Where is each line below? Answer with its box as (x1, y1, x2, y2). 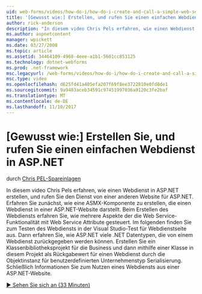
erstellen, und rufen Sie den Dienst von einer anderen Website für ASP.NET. (6, 193, 194, 200)
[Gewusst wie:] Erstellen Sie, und (6, 130, 176, 143)
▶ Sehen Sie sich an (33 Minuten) (6, 281, 91, 289)
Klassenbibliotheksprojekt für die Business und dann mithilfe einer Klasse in (6, 244, 194, 251)
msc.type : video (6, 76, 47, 82)
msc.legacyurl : (6, 70, 44, 76)
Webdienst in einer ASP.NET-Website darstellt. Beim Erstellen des (6, 206, 169, 213)
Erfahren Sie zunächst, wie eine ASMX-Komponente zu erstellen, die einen (6, 200, 191, 207)
